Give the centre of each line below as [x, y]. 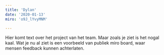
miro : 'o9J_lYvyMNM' [27, 19]
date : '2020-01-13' [25, 14]
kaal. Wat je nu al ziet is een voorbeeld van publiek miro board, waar [75, 43]
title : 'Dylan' [21, 10]
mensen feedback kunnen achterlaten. [45, 48]
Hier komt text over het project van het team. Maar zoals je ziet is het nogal [82, 37]
